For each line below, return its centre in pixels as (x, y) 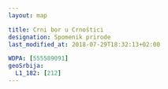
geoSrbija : (26, 66)
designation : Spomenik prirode (60, 37)
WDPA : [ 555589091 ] (38, 59)
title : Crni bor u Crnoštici (56, 30)
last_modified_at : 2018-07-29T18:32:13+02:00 (84, 44)
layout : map (28, 15)
